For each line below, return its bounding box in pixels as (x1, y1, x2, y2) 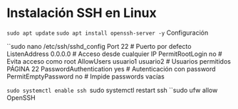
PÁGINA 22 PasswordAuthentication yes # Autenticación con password (6, 64, 216, 73)
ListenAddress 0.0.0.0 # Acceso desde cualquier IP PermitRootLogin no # (6, 50, 222, 58)
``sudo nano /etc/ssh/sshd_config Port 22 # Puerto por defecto (6, 42, 192, 50)
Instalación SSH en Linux (6, 5, 157, 21)
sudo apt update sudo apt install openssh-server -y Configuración (6, 28, 209, 37)
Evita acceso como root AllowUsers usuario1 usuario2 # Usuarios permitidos (6, 57, 231, 65)
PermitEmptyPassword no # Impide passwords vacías (6, 72, 165, 81)
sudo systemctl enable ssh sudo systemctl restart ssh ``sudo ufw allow (6, 86, 218, 94)
